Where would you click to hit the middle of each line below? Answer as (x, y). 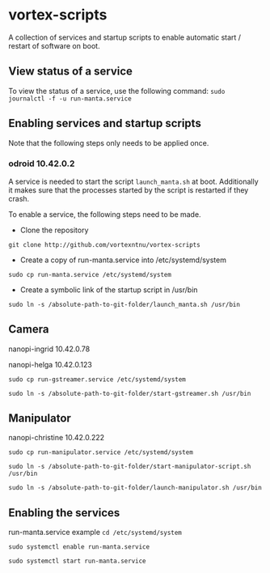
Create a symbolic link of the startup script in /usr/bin (109, 290)
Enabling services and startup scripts (105, 123)
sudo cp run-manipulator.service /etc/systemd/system (101, 452)
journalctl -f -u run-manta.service (70, 99)
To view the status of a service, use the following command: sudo (117, 91)
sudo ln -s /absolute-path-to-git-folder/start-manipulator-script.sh (130, 467)
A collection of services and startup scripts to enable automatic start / (124, 37)
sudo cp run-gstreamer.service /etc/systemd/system (97, 379)
